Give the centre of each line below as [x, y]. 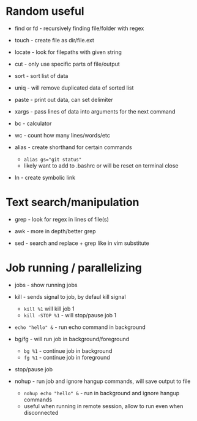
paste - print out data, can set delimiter [64, 99]
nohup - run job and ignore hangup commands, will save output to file [102, 381]
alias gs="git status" [53, 160]
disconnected [41, 412]
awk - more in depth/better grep [55, 231]
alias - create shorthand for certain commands [73, 147]
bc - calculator [33, 123]
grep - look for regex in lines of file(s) [62, 219]
